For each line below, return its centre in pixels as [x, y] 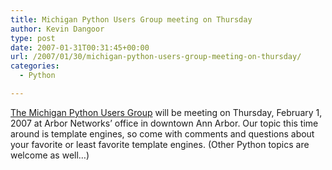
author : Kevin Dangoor [57, 29]
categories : [35, 66]
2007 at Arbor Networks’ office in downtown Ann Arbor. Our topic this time [164, 123]
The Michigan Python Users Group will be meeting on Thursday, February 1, [166, 112]
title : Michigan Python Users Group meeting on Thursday [131, 19]
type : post [33, 38]
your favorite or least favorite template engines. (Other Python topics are [160, 144]
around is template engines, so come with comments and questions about [162, 133]
